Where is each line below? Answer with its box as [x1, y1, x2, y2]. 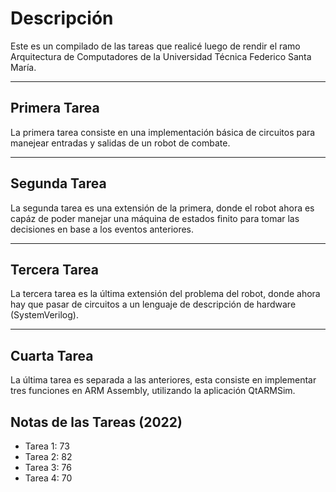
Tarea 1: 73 [24, 440, 70, 452]
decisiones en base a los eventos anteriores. [10, 223, 195, 235]
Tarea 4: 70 [24, 472, 73, 484]
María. [10, 61, 37, 73]
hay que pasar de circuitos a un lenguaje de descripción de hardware [10, 298, 297, 311]
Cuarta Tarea [10, 347, 94, 364]
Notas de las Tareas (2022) [10, 413, 183, 431]
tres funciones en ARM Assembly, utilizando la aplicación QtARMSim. [10, 385, 296, 397]
